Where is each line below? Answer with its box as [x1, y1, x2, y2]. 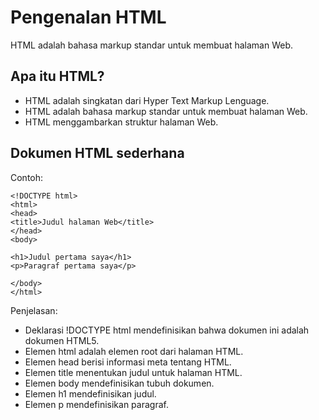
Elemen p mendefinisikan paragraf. [24, 398, 169, 410]
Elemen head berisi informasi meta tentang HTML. [24, 356, 232, 368]
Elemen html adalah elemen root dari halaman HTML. [24, 345, 244, 357]
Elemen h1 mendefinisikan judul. [24, 387, 157, 400]
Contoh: [10, 171, 44, 183]
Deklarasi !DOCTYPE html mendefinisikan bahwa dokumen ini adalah [24, 324, 310, 336]
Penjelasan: [10, 304, 58, 316]
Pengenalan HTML [10, 6, 167, 29]
